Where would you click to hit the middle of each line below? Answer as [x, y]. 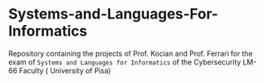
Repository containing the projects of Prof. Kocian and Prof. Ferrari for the [131, 53]
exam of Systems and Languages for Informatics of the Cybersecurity [125, 62]
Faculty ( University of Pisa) [65, 70]
